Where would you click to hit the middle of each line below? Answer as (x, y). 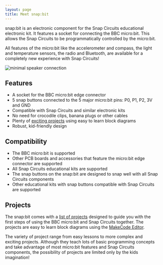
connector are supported (37, 164)
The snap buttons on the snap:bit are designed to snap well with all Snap (85, 174)
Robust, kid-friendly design (39, 126)
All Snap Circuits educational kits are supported (60, 169)
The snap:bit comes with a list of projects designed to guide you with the (78, 217)
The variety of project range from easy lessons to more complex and (74, 236)
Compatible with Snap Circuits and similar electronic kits (69, 110)
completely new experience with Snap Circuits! (52, 58)
